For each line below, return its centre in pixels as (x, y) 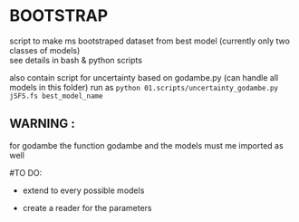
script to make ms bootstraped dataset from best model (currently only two (149, 41)
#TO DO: (26, 172)
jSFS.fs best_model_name (56, 96)
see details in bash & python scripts (76, 60)
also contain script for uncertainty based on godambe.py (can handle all (144, 77)
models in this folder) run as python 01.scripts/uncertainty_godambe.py (144, 87)
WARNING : (42, 124)
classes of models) (45, 50)
